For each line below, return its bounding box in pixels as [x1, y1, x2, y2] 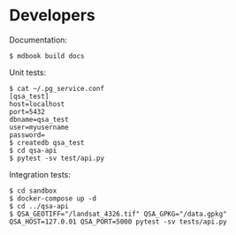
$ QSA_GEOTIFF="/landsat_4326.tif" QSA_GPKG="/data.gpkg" [9, 209, 227, 218]
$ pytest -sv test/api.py [9, 154, 104, 163]
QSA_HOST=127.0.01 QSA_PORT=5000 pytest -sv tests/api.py [9, 217, 227, 226]
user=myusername [9, 123, 69, 132]
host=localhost [9, 99, 65, 109]
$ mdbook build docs [9, 51, 86, 60]
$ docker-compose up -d [9, 193, 97, 203]
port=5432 [9, 107, 46, 116]
